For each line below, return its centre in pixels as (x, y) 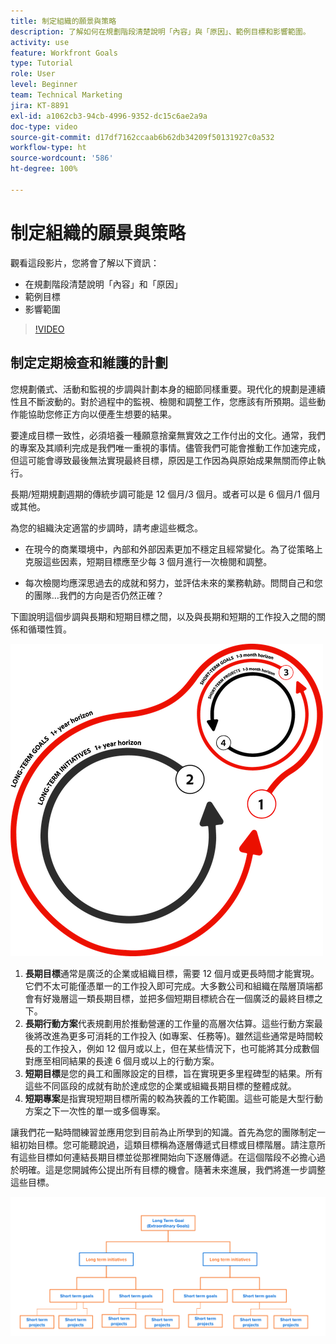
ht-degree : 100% (44, 169)
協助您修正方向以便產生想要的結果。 (102, 414)
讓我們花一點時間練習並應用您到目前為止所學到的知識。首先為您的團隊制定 (163, 1132)
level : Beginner (44, 85)
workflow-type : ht (48, 148)
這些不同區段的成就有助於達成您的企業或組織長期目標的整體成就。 (160, 1086)
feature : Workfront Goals (64, 53)
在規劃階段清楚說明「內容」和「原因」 (103, 284)
